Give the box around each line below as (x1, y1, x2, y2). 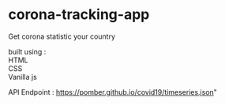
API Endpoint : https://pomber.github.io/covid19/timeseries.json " (8, 87, 217, 96)
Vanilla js (8, 72, 37, 81)
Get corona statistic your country (8, 32, 116, 41)
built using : (8, 47, 47, 56)
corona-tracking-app (8, 6, 150, 24)
